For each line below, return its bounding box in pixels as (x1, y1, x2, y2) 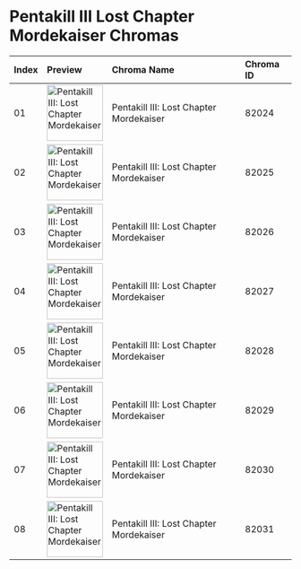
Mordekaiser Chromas (9, 25, 179, 46)
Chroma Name (111, 63, 175, 75)
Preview (47, 63, 82, 75)
